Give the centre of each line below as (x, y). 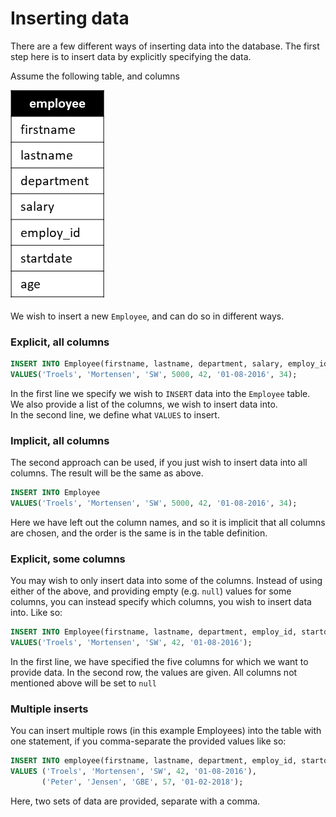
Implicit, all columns (60, 440)
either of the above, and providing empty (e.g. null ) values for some (151, 591)
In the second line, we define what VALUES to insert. (115, 414)
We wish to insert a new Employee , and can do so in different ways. (147, 316)
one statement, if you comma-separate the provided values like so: (148, 741)
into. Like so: (36, 613)
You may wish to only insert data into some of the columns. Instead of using (166, 581)
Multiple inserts (49, 709)
